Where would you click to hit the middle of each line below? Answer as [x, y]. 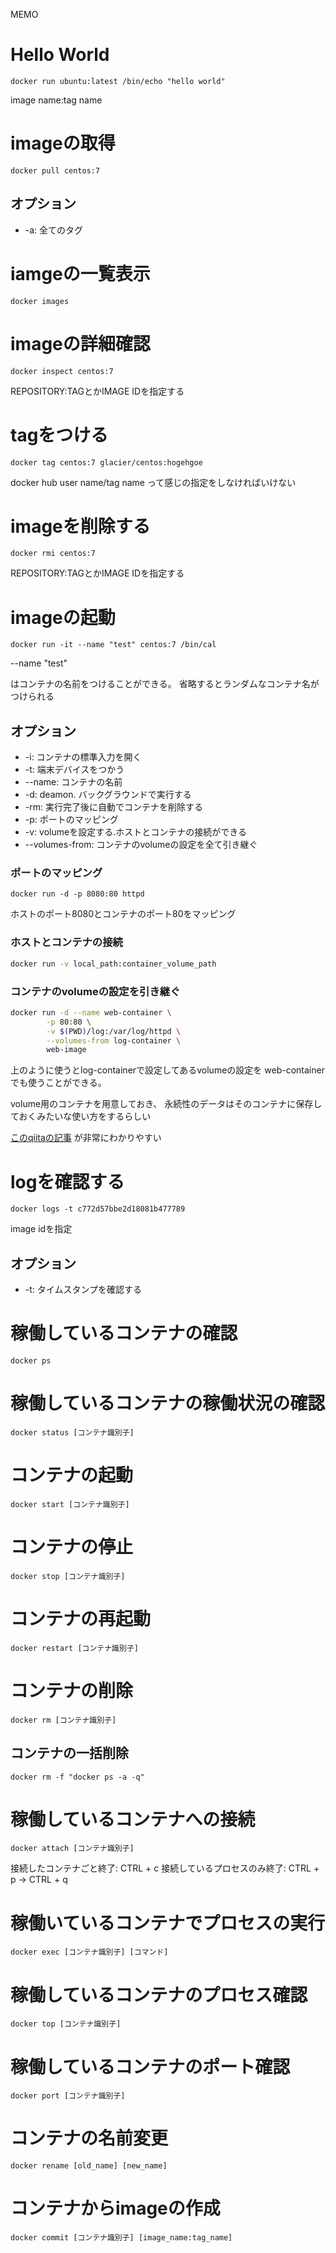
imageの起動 [63, 617]
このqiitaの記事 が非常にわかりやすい [86, 1138]
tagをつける [59, 435]
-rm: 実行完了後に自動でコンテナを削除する [113, 807]
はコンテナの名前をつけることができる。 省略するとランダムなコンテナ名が [165, 684]
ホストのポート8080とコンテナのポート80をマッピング [123, 914]
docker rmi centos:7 [53, 554]
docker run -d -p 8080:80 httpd [77, 894]
